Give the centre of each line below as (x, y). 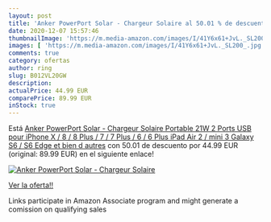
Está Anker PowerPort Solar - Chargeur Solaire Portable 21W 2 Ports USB (130, 129)
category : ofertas (39, 61)
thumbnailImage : (35, 38)
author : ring (30, 68)
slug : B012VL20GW (38, 76)
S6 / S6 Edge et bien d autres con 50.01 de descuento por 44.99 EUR (123, 146)
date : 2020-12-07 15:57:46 (54, 31)
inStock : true (32, 105)
